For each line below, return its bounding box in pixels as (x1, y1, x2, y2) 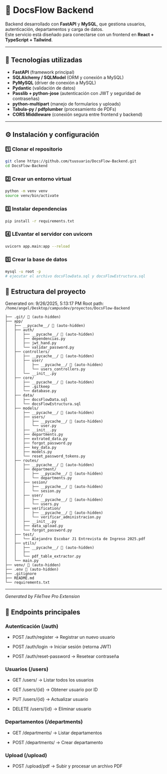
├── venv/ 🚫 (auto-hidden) (5, 563, 61, 568)
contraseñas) (12, 96, 40, 101)
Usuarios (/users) (5, 666, 49, 673)
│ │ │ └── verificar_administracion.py (5, 515, 101, 520)
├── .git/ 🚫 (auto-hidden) (5, 314, 61, 320)
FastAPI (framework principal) (12, 69, 75, 75)
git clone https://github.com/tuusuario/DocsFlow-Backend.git (5, 159, 137, 164)
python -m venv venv (5, 189, 48, 193)
